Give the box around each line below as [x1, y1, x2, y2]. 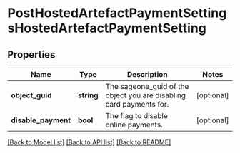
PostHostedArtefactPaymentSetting [7, 5, 227, 21]
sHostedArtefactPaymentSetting [7, 20, 207, 36]
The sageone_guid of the [105, 82, 189, 91]
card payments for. [105, 100, 169, 109]
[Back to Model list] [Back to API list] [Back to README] [7, 138, 171, 147]
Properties [7, 48, 56, 60]
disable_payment [11, 115, 71, 125]
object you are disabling [105, 90, 186, 100]
